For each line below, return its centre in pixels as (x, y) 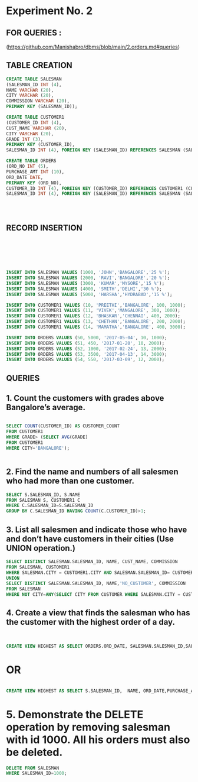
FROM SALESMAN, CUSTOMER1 (38, 567)
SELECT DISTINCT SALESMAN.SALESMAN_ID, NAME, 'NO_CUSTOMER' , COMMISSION (96, 583)
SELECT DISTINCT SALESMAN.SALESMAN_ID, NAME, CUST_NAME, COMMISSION (92, 562)
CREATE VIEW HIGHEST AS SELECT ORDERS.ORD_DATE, (67, 646)
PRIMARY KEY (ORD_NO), (34, 183)
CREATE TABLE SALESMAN (34, 79)
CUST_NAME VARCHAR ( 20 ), (37, 128)
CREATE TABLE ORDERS (32, 161)
